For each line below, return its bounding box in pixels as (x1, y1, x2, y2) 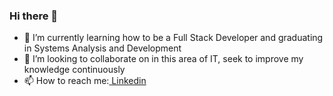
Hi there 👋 (9, 9, 59, 23)
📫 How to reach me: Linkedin (23, 75, 147, 87)
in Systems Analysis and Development (23, 42, 182, 54)
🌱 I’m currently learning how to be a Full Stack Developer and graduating (23, 32, 324, 44)
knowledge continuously (23, 64, 126, 76)
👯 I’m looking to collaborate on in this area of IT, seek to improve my (23, 53, 304, 65)
